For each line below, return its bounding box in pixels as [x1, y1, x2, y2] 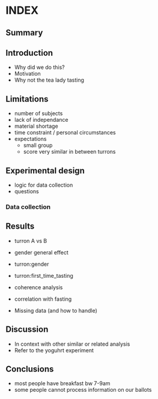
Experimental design [5, 166, 85, 176]
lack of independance [14, 116, 68, 124]
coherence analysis [14, 283, 63, 291]
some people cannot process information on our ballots [14, 386, 152, 394]
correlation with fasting [14, 295, 72, 302]
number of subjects [14, 110, 63, 117]
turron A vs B [14, 237, 47, 244]
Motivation [14, 70, 41, 77]
